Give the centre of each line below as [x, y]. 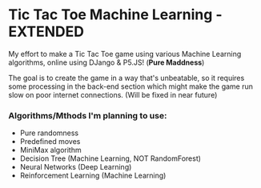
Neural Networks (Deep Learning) [76, 167]
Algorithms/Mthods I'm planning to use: [88, 115]
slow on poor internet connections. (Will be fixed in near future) [113, 94]
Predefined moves [50, 142]
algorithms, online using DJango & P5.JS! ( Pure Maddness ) [106, 62]
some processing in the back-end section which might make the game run [131, 86]
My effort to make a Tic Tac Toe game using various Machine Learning [125, 54]
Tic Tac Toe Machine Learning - [115, 15]
